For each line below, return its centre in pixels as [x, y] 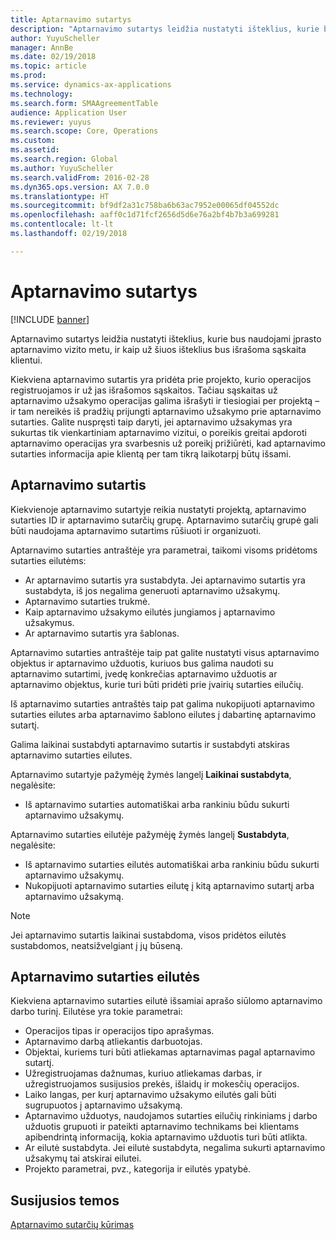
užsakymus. [49, 622]
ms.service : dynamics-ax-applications [91, 85]
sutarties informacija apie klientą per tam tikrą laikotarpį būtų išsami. [151, 453]
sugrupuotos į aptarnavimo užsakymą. [103, 1105]
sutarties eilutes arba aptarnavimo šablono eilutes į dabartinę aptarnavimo [163, 714]
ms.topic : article [48, 66]
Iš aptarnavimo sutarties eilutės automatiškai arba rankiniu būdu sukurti [172, 864]
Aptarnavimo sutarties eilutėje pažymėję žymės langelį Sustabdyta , [150, 834]
